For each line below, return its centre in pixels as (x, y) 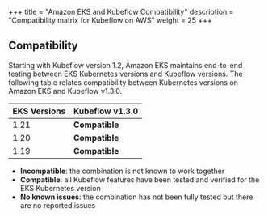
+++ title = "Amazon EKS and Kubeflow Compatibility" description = (121, 12)
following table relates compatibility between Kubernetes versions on (123, 82)
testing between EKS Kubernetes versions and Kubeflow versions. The (126, 74)
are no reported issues (58, 205)
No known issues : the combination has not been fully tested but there (136, 197)
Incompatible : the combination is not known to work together (122, 171)
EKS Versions (39, 111)
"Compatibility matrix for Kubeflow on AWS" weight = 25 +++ (110, 20)
